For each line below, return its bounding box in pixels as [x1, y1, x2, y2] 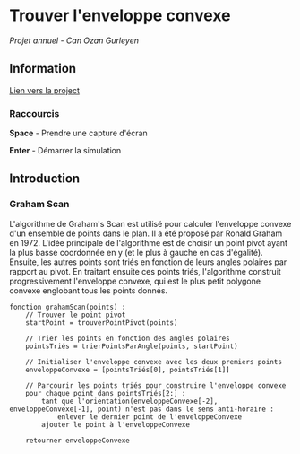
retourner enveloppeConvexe [25, 436, 130, 445]
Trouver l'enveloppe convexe [9, 5, 231, 26]
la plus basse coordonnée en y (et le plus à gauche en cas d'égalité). [9, 247, 263, 258]
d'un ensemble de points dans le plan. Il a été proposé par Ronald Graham [9, 228, 283, 239]
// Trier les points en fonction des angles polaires [25, 334, 230, 343]
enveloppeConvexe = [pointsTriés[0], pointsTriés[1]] [25, 365, 230, 374]
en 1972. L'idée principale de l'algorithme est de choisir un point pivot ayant [9, 237, 288, 248]
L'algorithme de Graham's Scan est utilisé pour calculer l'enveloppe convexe [9, 218, 292, 229]
